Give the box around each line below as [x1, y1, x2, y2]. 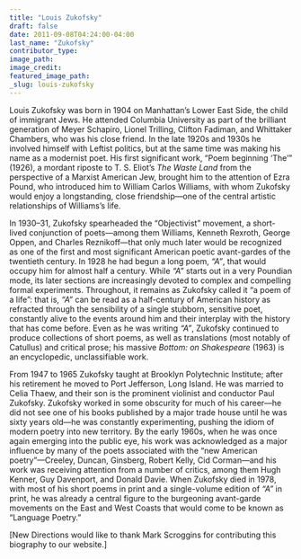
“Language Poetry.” [9, 511, 82, 522]
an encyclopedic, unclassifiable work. [9, 351, 149, 362]
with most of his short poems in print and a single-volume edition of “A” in [9, 483, 283, 494]
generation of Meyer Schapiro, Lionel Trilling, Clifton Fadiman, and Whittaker [9, 123, 292, 135]
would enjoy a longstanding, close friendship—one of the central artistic [9, 191, 277, 201]
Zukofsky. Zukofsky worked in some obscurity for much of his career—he [9, 397, 282, 408]
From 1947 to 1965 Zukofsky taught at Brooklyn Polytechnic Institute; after [9, 368, 283, 379]
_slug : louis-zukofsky [9, 80, 94, 89]
